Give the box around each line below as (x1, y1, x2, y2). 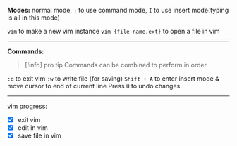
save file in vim (17, 131, 61, 140)
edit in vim (17, 124, 48, 132)
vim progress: (7, 102, 48, 110)
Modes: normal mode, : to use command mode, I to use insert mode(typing (7, 6, 229, 14)
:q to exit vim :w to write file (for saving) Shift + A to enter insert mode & (7, 74, 220, 83)
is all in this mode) (7, 13, 60, 22)
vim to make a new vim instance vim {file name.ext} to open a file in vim (7, 27, 220, 35)
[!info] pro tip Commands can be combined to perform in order (24, 61, 207, 69)
